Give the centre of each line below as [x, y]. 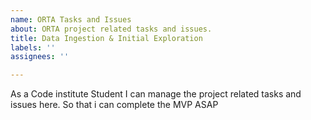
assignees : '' [40, 57]
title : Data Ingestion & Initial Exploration [106, 38]
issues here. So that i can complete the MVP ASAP [114, 105]
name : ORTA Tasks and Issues [71, 19]
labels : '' [33, 47]
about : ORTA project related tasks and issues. [111, 29]
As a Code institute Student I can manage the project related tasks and [156, 94]
